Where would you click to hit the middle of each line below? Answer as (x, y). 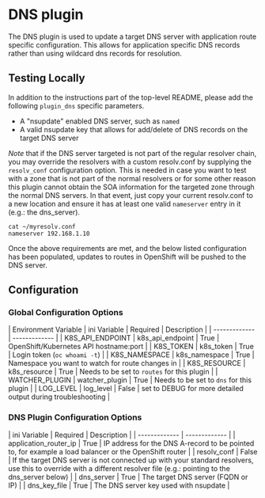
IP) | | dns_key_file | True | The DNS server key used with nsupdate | (119, 485)
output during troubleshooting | (59, 397)
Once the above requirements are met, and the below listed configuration (127, 248)
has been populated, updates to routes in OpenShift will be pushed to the (127, 257)
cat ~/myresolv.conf (42, 226)
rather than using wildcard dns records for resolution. (95, 53)
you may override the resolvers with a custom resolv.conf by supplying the (130, 162)
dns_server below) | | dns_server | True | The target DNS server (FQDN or (128, 477)
